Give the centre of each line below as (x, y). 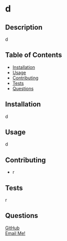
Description (24, 27)
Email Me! (15, 233)
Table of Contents (34, 55)
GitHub (12, 228)
